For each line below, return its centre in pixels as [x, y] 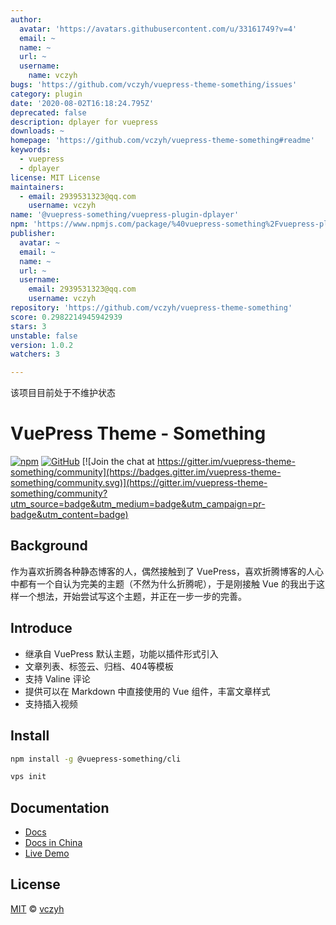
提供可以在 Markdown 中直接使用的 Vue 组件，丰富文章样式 [147, 691]
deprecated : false [48, 112]
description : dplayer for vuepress [84, 122]
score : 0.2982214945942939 [66, 317]
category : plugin [46, 94]
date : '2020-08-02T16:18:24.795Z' [82, 103]
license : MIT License [55, 177]
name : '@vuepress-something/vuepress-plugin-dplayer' [125, 215]
